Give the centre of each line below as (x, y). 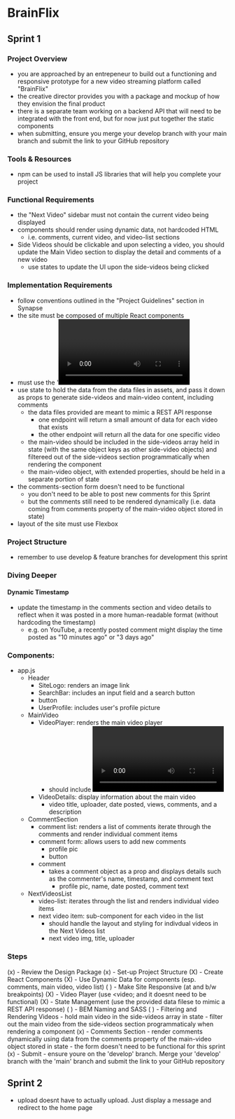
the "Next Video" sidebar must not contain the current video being (113, 215)
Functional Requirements (51, 200)
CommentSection (53, 819)
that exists (53, 427)
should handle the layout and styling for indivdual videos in (134, 924)
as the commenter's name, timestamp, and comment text (131, 879)
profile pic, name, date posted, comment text (124, 887)
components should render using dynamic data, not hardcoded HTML (118, 230)
